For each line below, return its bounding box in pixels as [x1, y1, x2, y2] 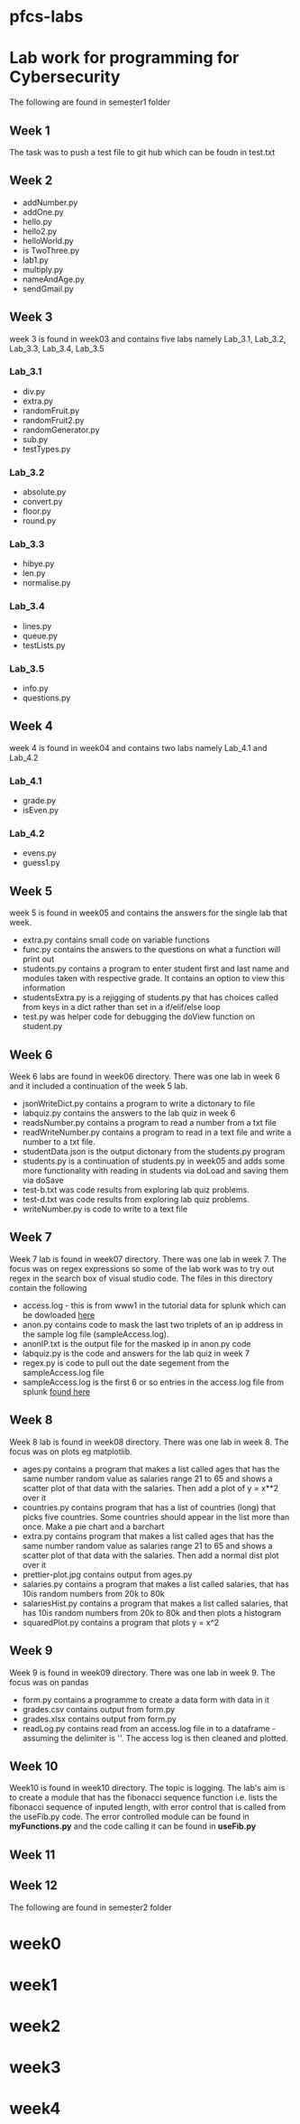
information [22, 982, 66, 994]
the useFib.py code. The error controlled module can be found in [9, 1812, 250, 1823]
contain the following [9, 1282, 87, 1293]
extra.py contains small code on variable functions [22, 934, 210, 945]
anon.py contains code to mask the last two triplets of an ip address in [22, 1319, 284, 1330]
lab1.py [22, 255, 50, 265]
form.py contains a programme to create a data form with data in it [22, 1694, 270, 1705]
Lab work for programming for [9, 48, 240, 69]
